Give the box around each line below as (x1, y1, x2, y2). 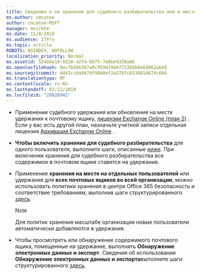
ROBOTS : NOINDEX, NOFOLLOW (6, 48, 74, 54)
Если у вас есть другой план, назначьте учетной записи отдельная (14, 121, 187, 129)
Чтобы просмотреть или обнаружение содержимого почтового (14, 236, 178, 243)
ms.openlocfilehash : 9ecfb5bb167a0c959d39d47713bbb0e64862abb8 (6, 64, 167, 71)
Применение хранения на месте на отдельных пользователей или (14, 170, 190, 177)
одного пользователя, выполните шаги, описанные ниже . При (14, 145, 174, 152)
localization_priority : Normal (6, 53, 84, 59)
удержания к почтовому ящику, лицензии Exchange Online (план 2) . (14, 115, 190, 122)
